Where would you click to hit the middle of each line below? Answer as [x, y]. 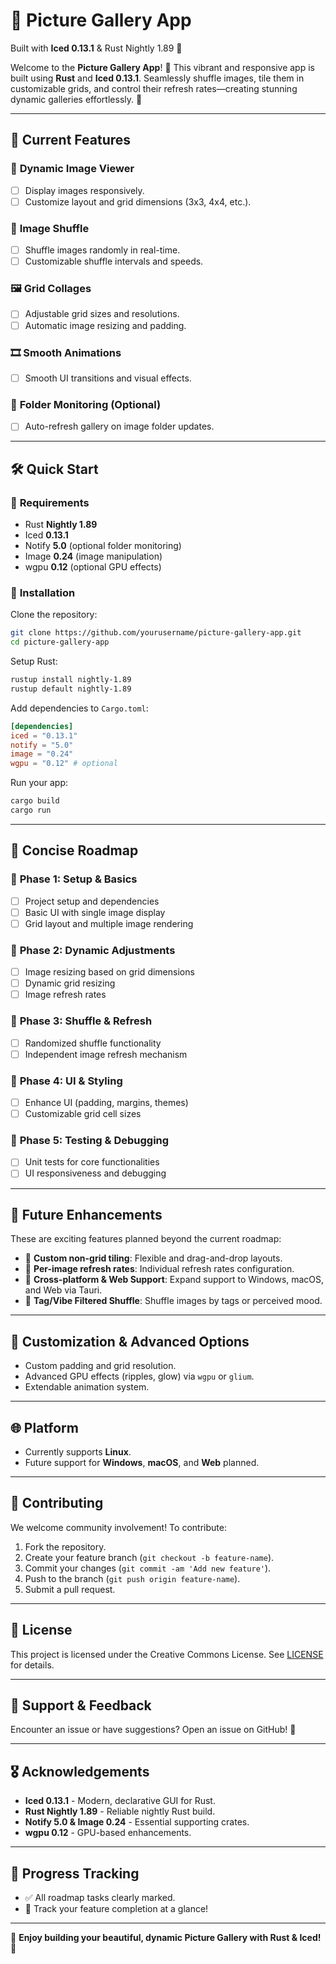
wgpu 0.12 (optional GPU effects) [93, 567]
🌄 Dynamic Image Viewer [72, 169]
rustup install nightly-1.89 [71, 680]
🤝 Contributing [57, 1503]
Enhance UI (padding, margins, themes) [106, 1102]
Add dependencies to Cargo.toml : [79, 708]
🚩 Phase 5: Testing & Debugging [90, 1141]
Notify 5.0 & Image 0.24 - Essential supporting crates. [137, 1822]
